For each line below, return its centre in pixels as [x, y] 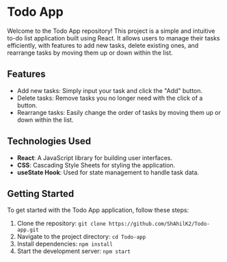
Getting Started [41, 193]
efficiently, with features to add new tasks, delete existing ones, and [103, 45]
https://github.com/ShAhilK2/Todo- [159, 224]
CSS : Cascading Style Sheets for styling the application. [96, 165]
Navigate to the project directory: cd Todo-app [81, 237]
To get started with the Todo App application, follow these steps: [98, 210]
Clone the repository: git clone [61, 224]
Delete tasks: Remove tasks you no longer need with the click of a [110, 98]
